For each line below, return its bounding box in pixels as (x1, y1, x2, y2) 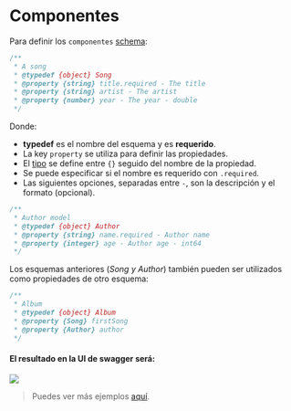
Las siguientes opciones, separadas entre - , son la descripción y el (22, 177, 275, 188)
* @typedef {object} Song (13, 70, 112, 79)
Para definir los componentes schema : (9, 36, 148, 47)
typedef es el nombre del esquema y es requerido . (22, 139, 216, 150)
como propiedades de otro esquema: (9, 273, 149, 284)
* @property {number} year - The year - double (13, 96, 198, 105)
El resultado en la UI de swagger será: (9, 353, 155, 364)
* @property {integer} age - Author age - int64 (13, 238, 203, 248)
